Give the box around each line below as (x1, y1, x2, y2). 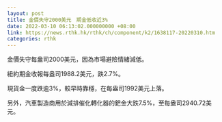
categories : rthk (7, 36, 57, 42)
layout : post (7, 10, 44, 17)
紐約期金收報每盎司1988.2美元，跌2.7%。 (7, 70, 124, 78)
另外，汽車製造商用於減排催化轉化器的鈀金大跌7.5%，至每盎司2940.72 (7, 99, 206, 107)
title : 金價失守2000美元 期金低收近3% (7, 16, 108, 23)
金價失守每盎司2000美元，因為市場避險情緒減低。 (7, 56, 148, 64)
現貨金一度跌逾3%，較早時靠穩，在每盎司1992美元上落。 (7, 84, 168, 93)
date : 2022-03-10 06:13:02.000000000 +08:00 (7, 23, 136, 29)
